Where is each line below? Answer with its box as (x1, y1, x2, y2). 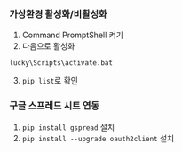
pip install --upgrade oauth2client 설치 (21, 132, 175, 143)
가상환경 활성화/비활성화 (9, 7, 107, 20)
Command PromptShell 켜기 (21, 29, 124, 41)
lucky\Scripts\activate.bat (9, 59, 114, 68)
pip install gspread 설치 (21, 122, 115, 132)
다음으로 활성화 (21, 41, 75, 52)
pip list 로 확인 (21, 76, 78, 86)
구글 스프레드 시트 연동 (9, 100, 100, 112)
